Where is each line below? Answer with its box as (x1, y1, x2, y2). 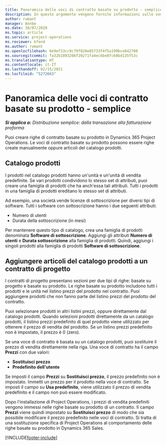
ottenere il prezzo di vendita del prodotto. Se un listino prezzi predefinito (5, 324, 153, 330)
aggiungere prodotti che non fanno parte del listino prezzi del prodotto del (5, 294, 156, 299)
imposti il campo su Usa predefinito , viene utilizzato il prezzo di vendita (5, 384, 151, 390)
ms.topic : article (5, 30, 43, 35)
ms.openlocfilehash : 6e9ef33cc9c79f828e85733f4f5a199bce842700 (5, 48, 138, 53)
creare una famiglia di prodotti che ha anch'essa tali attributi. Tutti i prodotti (5, 183, 158, 188)
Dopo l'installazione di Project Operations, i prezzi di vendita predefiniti (5, 399, 150, 405)
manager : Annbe (5, 21, 37, 26)
